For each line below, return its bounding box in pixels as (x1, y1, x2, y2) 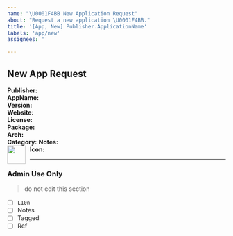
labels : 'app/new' (7, 29, 60, 37)
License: (7, 115, 33, 124)
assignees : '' (7, 36, 49, 43)
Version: (7, 101, 33, 109)
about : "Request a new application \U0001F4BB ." (7, 17, 150, 24)
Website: (7, 108, 34, 117)
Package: (7, 123, 35, 131)
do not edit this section (24, 185, 90, 193)
